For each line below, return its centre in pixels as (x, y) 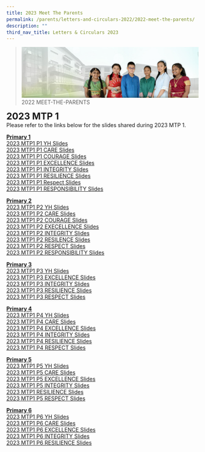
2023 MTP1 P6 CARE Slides (41, 423)
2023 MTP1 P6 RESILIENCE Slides (49, 442)
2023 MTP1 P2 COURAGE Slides (47, 220)
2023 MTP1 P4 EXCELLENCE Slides (51, 328)
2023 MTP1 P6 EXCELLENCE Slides (51, 429)
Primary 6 (19, 410)
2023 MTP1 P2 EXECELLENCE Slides (53, 227)
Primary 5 (19, 359)
